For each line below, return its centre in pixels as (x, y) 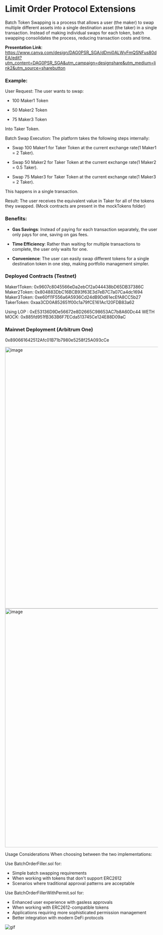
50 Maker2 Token (30, 110)
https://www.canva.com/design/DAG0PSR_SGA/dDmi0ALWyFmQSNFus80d (81, 53)
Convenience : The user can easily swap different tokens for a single (81, 258)
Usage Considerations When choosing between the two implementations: (79, 854)
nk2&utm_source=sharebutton (35, 68)
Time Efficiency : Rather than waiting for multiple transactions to (76, 244)
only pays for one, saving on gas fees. (50, 234)
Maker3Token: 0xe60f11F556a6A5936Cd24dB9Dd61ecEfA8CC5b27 (73, 297)
